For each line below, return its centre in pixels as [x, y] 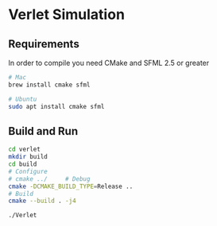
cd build [23, 164]
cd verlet [25, 149]
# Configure [28, 171]
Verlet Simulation [67, 15]
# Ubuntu [23, 99]
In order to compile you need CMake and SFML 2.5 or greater [109, 63]
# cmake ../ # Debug [49, 179]
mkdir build [28, 157]
